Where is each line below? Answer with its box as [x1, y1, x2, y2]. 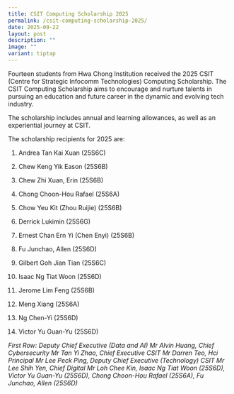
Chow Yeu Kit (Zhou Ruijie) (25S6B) [18, 203, 122, 212]
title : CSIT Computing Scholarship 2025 [8, 10, 129, 18]
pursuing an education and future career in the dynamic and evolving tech [8, 92, 224, 100]
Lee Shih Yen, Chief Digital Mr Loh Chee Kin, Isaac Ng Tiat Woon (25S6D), [8, 363, 226, 372]
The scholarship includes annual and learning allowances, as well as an [8, 113, 216, 121]
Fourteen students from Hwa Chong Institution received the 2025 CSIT [8, 69, 214, 78]
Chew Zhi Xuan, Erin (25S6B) [18, 175, 104, 185]
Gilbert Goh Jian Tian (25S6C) [18, 258, 107, 267]
